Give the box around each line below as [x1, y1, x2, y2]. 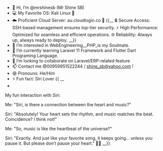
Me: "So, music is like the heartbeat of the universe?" [5, 126, 112, 132]
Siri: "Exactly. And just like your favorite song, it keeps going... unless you [5, 135, 153, 141]
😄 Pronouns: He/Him [12, 71, 55, 76]
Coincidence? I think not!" [5, 116, 57, 122]
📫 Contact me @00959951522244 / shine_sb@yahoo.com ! [12, 63, 134, 69]
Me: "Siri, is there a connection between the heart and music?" [5, 102, 132, 107]
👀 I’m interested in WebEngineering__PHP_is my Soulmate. [12, 42, 130, 48]
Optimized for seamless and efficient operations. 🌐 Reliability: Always [12, 32, 152, 38]
